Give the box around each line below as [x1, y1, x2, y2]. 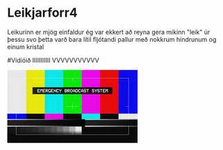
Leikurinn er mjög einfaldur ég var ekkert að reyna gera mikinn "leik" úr [7, 28, 210, 36]
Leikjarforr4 [7, 5, 78, 21]
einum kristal [7, 42, 44, 51]
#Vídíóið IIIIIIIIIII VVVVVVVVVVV [7, 56, 99, 64]
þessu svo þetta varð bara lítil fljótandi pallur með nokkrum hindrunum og [7, 35, 217, 43]
